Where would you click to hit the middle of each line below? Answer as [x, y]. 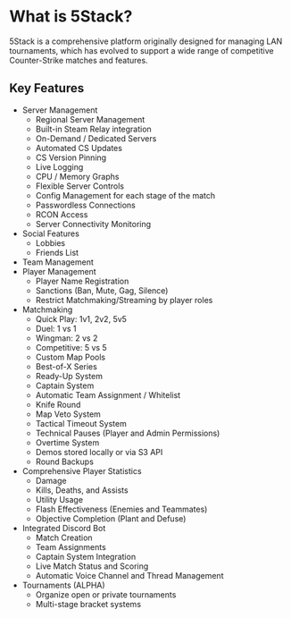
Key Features [47, 88]
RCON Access [62, 214]
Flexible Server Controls [80, 186]
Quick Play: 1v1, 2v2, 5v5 [81, 318]
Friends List [57, 252]
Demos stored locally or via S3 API [99, 452]
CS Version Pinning [71, 157]
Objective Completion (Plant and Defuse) [111, 518]
